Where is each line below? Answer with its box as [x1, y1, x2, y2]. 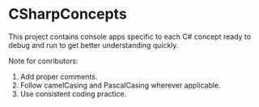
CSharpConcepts [8, 5, 127, 24]
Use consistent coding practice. [19, 88, 127, 98]
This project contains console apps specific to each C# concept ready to [8, 32, 252, 41]
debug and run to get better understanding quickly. [8, 40, 179, 49]
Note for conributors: [8, 56, 79, 66]
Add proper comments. [19, 71, 98, 81]
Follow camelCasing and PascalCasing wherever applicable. [19, 80, 221, 90]
